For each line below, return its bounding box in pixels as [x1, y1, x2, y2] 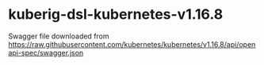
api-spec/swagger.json [8, 48, 84, 57]
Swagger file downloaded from [8, 31, 109, 41]
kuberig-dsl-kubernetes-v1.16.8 [8, 5, 224, 23]
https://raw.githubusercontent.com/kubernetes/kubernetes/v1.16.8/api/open [8, 39, 256, 49]
